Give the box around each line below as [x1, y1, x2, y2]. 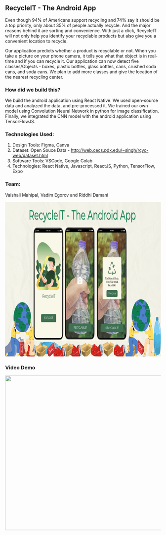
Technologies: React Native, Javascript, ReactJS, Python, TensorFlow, [12, 163, 156, 169]
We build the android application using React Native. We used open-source [5, 97, 158, 103]
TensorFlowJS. [5, 119, 36, 125]
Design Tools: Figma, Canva [12, 142, 70, 148]
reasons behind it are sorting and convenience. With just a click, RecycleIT [5, 27, 157, 34]
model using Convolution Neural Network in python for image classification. [5, 108, 159, 114]
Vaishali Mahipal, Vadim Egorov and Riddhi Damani [5, 192, 109, 198]
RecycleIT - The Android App [5, 4, 96, 12]
